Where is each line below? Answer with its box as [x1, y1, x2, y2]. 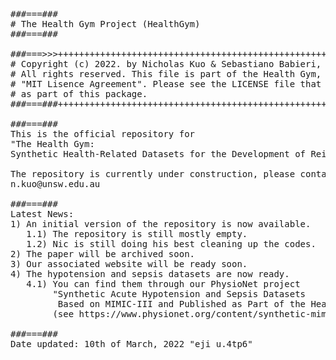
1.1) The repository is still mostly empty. [26, 229, 248, 239]
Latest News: [10, 209, 75, 219]
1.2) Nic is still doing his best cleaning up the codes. [26, 239, 317, 249]
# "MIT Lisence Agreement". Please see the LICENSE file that [10, 79, 322, 89]
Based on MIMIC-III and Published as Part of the [57, 299, 307, 309]
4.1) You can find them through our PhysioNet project [26, 279, 301, 289]
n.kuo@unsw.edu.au [10, 179, 101, 189]
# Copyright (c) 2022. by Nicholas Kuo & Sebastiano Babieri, [10, 59, 322, 69]
